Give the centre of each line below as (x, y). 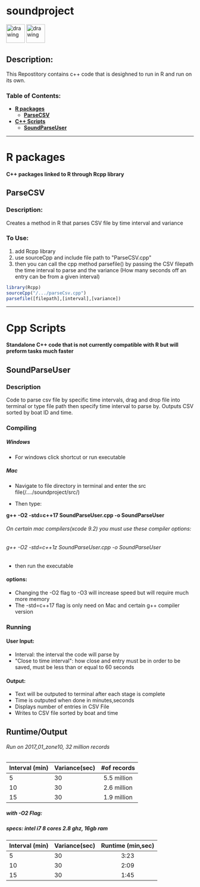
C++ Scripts (30, 122)
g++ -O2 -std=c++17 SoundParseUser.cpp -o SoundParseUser (85, 515)
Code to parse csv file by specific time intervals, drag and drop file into (93, 400)
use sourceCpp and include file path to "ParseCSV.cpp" (83, 257)
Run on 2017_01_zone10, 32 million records (58, 747)
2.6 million (118, 788)
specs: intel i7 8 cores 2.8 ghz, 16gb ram (57, 828)
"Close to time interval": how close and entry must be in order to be (97, 661)
